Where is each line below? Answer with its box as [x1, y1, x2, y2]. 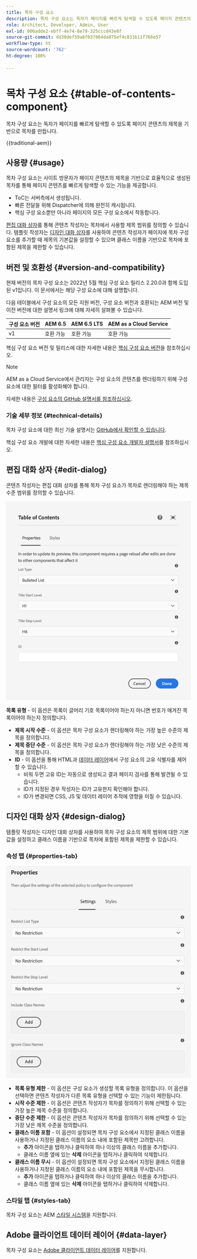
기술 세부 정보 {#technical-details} [6, 412, 103, 420]
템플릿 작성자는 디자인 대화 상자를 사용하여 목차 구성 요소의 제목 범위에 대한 [6, 828, 178, 835]
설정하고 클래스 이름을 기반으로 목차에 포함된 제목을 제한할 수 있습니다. [16, 835, 178, 842]
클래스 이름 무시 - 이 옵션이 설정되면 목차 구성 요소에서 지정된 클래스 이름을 [14, 1158, 186, 1165]
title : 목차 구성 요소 [6, 9, 55, 15]
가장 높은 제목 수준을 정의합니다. [14, 1107, 89, 1114]
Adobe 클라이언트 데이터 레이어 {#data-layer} [6, 1230, 167, 1240]
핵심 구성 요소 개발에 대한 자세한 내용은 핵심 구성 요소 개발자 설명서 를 [6, 438, 164, 445]
